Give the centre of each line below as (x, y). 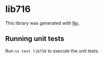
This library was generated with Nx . (42, 23)
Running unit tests (35, 39)
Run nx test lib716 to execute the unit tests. (52, 50)
